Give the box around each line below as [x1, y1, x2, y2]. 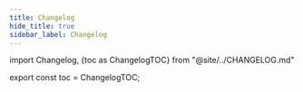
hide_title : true [9, 22, 75, 31]
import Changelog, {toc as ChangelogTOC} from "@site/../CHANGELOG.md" [9, 55, 295, 66]
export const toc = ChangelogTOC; [9, 72, 141, 83]
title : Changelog [9, 13, 75, 23]
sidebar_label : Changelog [9, 30, 107, 39]
